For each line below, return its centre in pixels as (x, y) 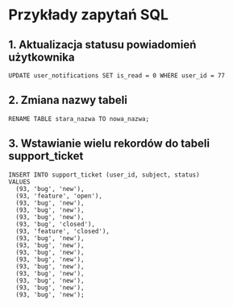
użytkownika (42, 57)
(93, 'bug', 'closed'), (55, 224)
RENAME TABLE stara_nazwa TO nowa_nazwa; (79, 118)
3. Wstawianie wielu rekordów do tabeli (109, 144)
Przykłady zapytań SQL (89, 15)
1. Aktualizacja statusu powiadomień (102, 45)
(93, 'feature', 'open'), (59, 196)
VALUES (19, 182)
